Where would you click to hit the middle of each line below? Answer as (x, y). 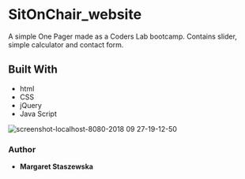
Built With (33, 70)
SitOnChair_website (75, 15)
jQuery (30, 105)
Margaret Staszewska (56, 166)
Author (22, 149)
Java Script (38, 114)
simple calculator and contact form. (66, 44)
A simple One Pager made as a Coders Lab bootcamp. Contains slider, (122, 36)
